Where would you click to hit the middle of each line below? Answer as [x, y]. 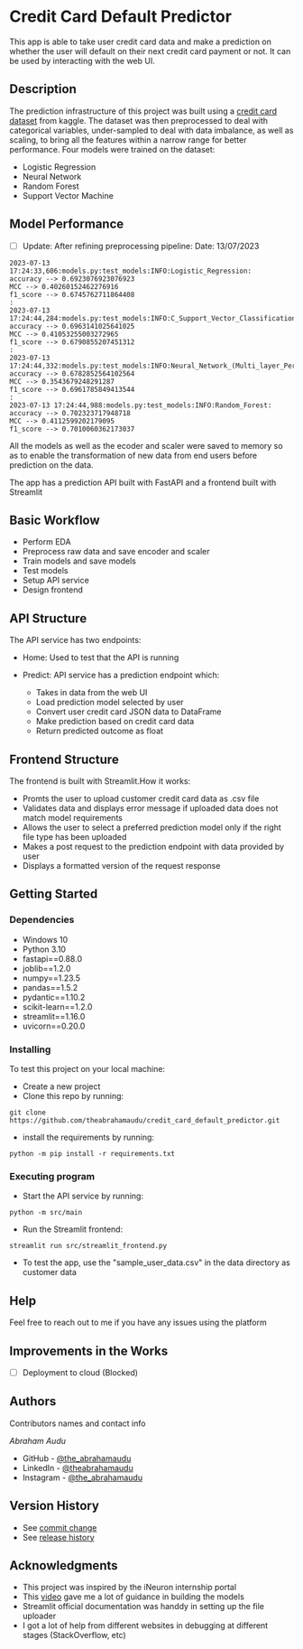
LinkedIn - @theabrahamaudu [78, 1467]
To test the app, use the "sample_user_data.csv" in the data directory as [156, 1262]
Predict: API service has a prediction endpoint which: [121, 675]
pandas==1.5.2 [50, 987]
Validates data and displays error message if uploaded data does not [150, 808]
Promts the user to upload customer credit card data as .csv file [141, 799]
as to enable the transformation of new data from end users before [133, 455]
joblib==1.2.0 [46, 968]
